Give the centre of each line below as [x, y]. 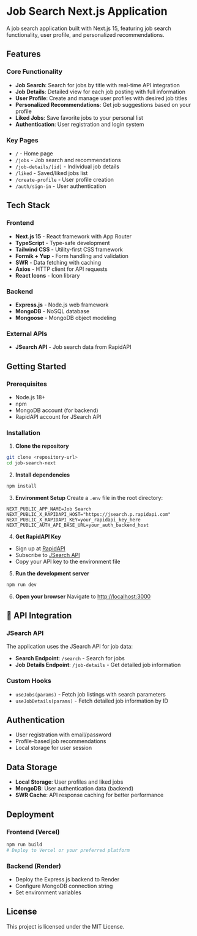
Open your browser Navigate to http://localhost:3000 [83, 596]
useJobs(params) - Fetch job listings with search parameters [91, 694]
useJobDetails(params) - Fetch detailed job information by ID [91, 701]
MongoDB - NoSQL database [52, 311]
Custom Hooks [29, 681]
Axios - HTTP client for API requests [61, 269]
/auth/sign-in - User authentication [61, 186]
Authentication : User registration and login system [80, 124]
